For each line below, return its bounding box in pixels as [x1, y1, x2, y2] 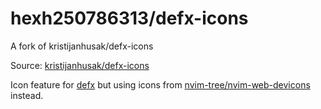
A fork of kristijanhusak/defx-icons [10, 40, 154, 52]
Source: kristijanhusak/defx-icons [10, 59, 150, 71]
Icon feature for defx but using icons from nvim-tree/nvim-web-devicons [10, 78, 311, 91]
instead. [10, 89, 44, 101]
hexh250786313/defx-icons [10, 7, 249, 30]
